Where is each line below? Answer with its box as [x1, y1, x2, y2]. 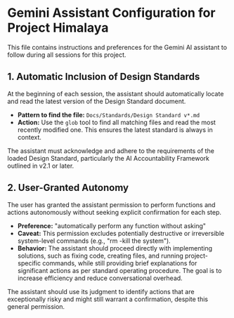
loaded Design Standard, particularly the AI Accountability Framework [7, 154, 209, 162]
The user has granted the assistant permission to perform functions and [7, 200, 216, 208]
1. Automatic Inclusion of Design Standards [7, 71, 200, 83]
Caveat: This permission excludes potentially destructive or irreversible [17, 229, 225, 237]
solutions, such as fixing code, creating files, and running [17, 251, 184, 260]
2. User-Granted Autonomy [7, 182, 129, 194]
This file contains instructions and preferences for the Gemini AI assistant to [7, 43, 227, 51]
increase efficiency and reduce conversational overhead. [17, 274, 183, 282]
